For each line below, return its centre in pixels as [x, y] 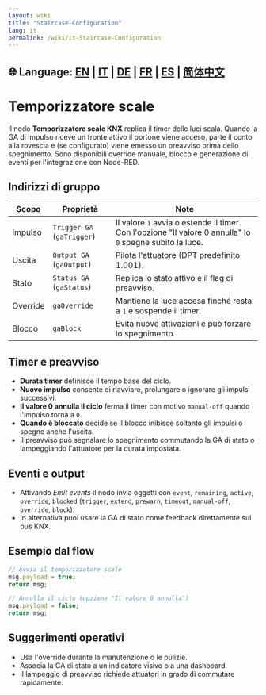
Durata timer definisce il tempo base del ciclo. [95, 381]
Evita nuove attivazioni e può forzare [183, 324]
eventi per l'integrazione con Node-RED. [74, 162]
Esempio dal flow [51, 551]
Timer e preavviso [54, 362]
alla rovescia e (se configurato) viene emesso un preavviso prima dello [123, 145]
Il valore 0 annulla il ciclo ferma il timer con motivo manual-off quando [135, 406]
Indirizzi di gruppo [54, 187]
